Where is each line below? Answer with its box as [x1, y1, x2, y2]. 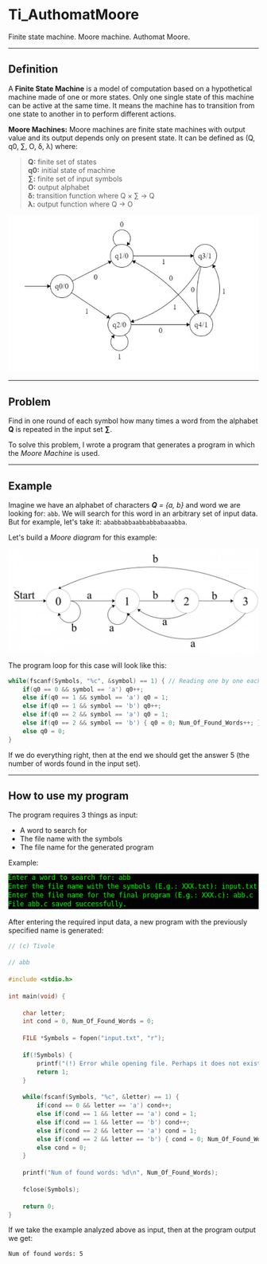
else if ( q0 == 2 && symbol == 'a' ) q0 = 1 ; [22, 711, 169, 719]
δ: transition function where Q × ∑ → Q [27, 190, 155, 200]
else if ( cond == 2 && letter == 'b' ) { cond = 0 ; [37, 1135, 204, 1143]
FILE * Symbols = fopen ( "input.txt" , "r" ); [22, 1034, 165, 1042]
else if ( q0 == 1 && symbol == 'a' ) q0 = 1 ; [22, 693, 169, 702]
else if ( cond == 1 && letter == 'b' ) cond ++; [37, 1118, 191, 1126]
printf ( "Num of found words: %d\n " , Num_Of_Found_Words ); [22, 1169, 219, 1177]
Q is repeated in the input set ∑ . [8, 425, 113, 434]
